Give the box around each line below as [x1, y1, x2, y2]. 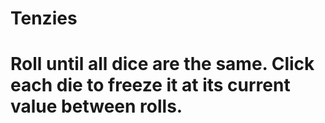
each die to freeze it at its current [10, 74, 291, 97]
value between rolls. [10, 95, 183, 118]
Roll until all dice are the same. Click [10, 53, 315, 76]
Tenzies [10, 7, 78, 30]
